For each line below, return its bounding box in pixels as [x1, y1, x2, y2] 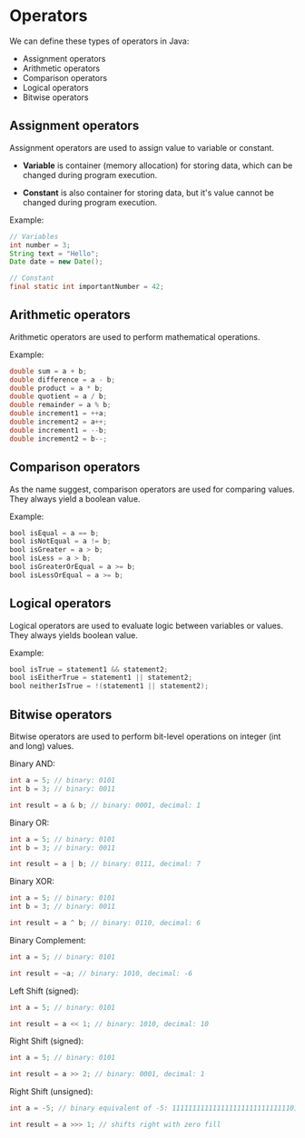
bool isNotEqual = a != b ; [9, 537, 112, 546]
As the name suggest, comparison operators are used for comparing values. [9, 484, 295, 494]
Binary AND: [9, 758, 56, 769]
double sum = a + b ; [9, 366, 88, 375]
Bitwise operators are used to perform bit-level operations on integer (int [9, 731, 281, 742]
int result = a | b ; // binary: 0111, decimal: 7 [9, 860, 202, 869]
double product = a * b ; [9, 384, 103, 393]
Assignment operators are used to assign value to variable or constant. [9, 142, 275, 153]
